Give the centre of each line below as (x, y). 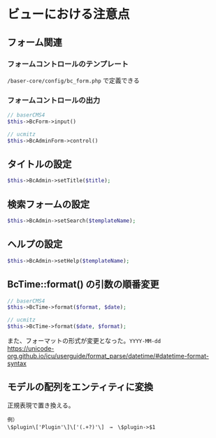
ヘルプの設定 (35, 244)
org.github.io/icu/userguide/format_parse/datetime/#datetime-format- (108, 356)
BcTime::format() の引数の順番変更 (83, 285)
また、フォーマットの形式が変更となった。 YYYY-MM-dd (84, 341)
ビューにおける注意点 (69, 14)
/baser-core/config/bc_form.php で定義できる (73, 80)
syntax (17, 363)
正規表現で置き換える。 (41, 405)
